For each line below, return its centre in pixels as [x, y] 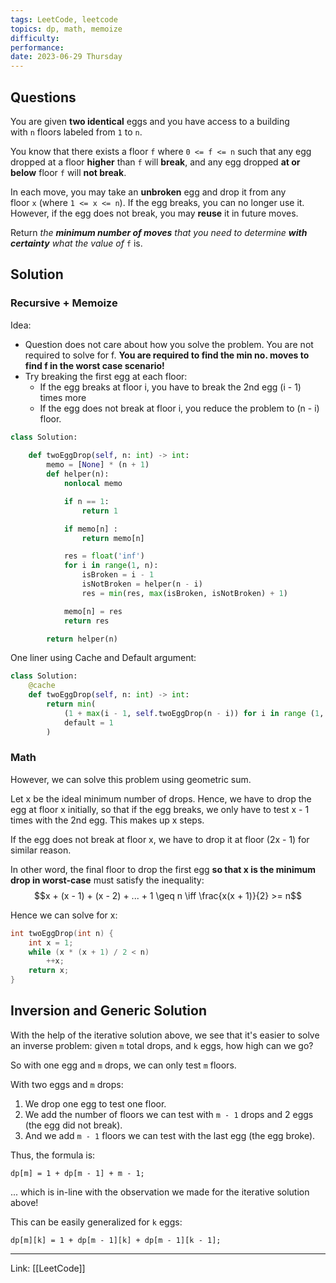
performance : [37, 47]
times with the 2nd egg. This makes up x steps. [107, 820]
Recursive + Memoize [64, 303]
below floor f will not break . [68, 172]
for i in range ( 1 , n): [111, 566]
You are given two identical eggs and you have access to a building [150, 121]
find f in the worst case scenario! [94, 365]
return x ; [49, 971]
